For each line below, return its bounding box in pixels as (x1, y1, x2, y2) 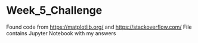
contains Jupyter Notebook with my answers (6, 29, 116, 36)
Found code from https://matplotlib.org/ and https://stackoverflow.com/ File (6, 23, 192, 30)
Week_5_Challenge (6, 4, 103, 17)
